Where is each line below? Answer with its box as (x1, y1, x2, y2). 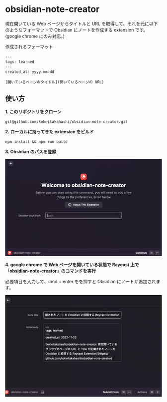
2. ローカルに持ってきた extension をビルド (5, 128, 94, 134)
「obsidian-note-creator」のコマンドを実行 (5, 268, 96, 274)
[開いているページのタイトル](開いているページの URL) (5, 79, 104, 84)
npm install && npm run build (5, 139, 68, 144)
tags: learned (5, 59, 35, 64)
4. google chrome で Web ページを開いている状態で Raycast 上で (5, 262, 139, 268)
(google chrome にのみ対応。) (5, 33, 65, 39)
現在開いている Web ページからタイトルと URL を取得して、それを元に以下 (5, 20, 158, 26)
